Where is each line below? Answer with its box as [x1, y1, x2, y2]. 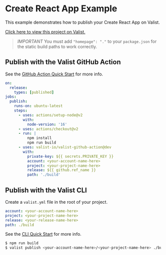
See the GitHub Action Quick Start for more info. [5, 71, 103, 77]
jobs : [5, 94, 16, 99]
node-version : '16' [27, 122, 68, 127]
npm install [27, 136, 52, 141]
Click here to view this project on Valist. [5, 29, 85, 35]
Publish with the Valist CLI [5, 186, 87, 194]
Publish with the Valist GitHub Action [5, 58, 121, 67]
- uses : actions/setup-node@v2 [18, 112, 83, 117]
